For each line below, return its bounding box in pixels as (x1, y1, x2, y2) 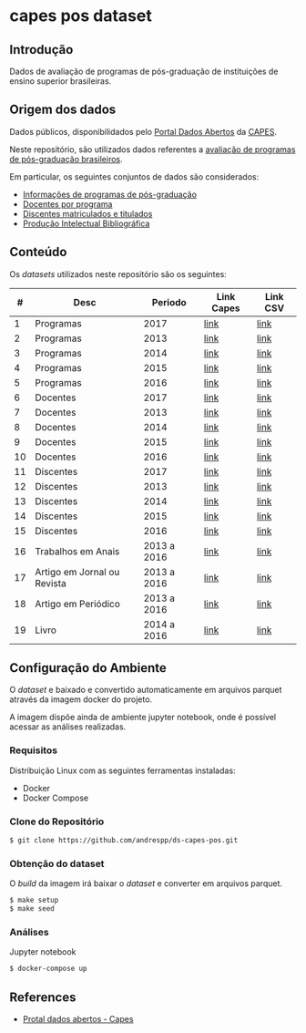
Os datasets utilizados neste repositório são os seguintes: (9, 268, 228, 279)
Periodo (151, 295, 187, 308)
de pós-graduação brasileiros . (9, 153, 123, 164)
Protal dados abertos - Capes (22, 1013, 134, 1024)
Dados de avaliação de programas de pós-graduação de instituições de (9, 66, 279, 77)
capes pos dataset (9, 5, 152, 26)
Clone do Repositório (9, 815, 105, 828)
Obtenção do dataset (9, 857, 105, 870)
